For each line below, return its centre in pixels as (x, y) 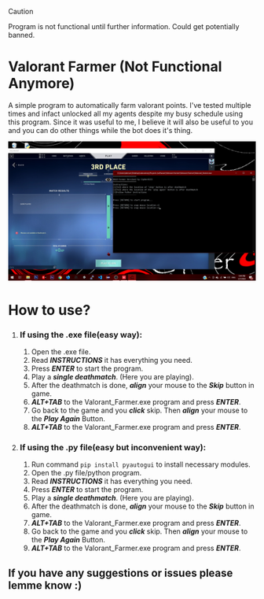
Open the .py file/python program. (86, 473)
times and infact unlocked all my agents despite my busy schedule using (126, 113)
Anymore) (42, 84)
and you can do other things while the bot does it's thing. (101, 130)
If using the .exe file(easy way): (81, 335)
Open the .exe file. (61, 351)
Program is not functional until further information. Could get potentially (124, 26)
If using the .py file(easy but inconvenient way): (113, 447)
